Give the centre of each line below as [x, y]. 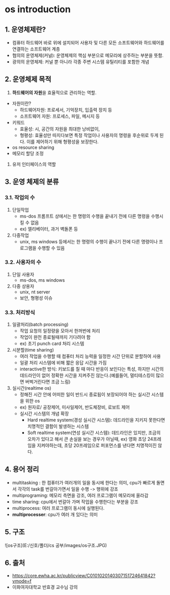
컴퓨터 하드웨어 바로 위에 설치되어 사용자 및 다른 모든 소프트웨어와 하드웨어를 [88, 43]
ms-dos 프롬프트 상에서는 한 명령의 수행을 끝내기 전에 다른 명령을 [85, 216]
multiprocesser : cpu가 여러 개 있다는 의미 [55, 514]
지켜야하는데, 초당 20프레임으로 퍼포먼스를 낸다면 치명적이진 [97, 445]
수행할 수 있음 [51, 248]
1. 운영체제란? [25, 29]
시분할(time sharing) [33, 350]
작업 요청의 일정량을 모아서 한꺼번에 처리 [60, 331]
